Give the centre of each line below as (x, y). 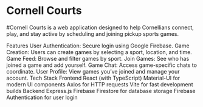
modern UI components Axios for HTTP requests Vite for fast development (100, 84)
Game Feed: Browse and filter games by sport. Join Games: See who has (98, 58)
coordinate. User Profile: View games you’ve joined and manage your (93, 71)
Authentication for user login (42, 97)
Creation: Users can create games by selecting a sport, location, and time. (99, 52)
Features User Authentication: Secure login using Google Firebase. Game (98, 46)
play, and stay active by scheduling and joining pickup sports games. (93, 33)
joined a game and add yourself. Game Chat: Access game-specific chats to (102, 65)
